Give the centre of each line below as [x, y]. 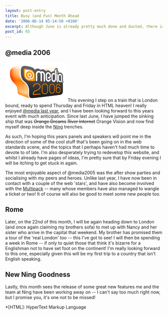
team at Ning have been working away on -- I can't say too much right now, [83, 292]
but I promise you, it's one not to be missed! [50, 297]
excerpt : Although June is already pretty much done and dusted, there [81, 26]
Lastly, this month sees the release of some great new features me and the [82, 286]
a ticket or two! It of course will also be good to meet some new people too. [83, 194]
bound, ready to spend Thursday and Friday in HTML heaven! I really [76, 105]
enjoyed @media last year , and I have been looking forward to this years [79, 110]
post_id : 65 [17, 32]
